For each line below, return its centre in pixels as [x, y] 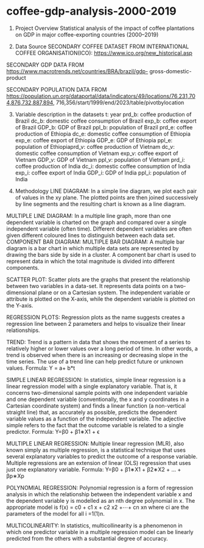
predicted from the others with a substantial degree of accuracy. [87, 538]
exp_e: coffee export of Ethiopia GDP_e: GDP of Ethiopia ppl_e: [94, 140]
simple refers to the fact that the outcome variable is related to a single [95, 425]
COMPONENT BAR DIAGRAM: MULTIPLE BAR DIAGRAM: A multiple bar [96, 242]
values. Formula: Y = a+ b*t [41, 368]
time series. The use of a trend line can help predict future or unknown [95, 361]
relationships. [23, 330]
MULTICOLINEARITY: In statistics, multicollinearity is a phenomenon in [94, 525]
